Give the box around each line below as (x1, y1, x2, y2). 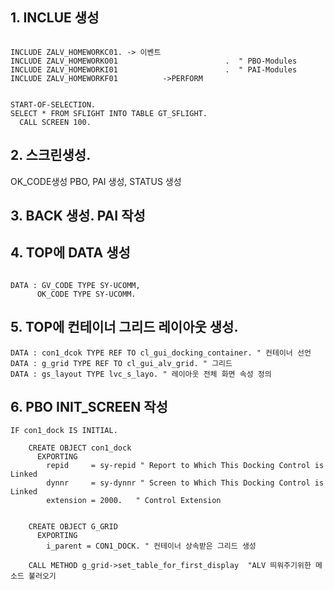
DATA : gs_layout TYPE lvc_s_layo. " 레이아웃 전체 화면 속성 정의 (10, 369, 272, 379)
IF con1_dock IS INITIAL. (10, 426, 118, 436)
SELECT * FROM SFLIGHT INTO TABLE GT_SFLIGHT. (10, 108, 208, 118)
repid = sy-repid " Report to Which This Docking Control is (46, 461, 325, 471)
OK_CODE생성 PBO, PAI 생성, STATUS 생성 (10, 175, 182, 187)
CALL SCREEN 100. (19, 117, 92, 127)
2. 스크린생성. (10, 147, 92, 164)
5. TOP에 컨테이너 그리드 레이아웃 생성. (10, 319, 239, 336)
